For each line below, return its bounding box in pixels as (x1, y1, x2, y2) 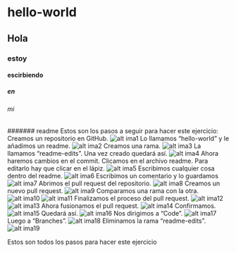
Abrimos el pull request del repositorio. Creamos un (38, 179, 221, 187)
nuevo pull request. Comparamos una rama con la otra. (7, 186, 199, 195)
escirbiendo (7, 71, 44, 80)
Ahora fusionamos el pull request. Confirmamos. (41, 202, 216, 210)
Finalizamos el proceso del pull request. (73, 194, 190, 202)
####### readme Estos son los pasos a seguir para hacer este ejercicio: (7, 126, 218, 135)
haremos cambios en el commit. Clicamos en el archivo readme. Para (7, 156, 209, 165)
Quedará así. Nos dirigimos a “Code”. (41, 209, 183, 217)
